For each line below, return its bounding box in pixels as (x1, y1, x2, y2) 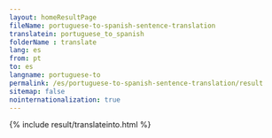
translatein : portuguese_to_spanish (9, 29, 144, 38)
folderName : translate (9, 37, 97, 47)
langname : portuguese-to (9, 71, 101, 80)
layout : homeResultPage (9, 12, 97, 22)
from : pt (9, 54, 42, 63)
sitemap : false (9, 87, 66, 96)
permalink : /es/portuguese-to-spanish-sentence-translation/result (9, 79, 264, 88)
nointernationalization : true (9, 95, 121, 104)
